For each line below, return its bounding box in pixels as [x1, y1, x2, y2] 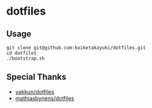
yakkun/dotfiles [15, 88, 55, 95]
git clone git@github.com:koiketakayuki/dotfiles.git [6, 45, 147, 51]
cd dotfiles [6, 50, 37, 56]
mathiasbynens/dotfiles [15, 95, 74, 102]
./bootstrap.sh [6, 56, 45, 62]
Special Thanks [6, 72, 67, 82]
